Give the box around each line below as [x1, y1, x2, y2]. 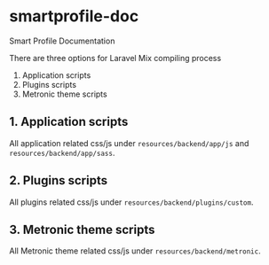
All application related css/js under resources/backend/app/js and [9, 137, 249, 148]
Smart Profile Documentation [9, 35, 115, 46]
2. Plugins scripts [9, 173, 108, 188]
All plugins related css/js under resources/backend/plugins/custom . [9, 197, 254, 207]
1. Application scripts [9, 114, 129, 129]
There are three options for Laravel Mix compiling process [9, 52, 222, 63]
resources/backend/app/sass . [9, 147, 115, 158]
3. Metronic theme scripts [9, 222, 155, 237]
